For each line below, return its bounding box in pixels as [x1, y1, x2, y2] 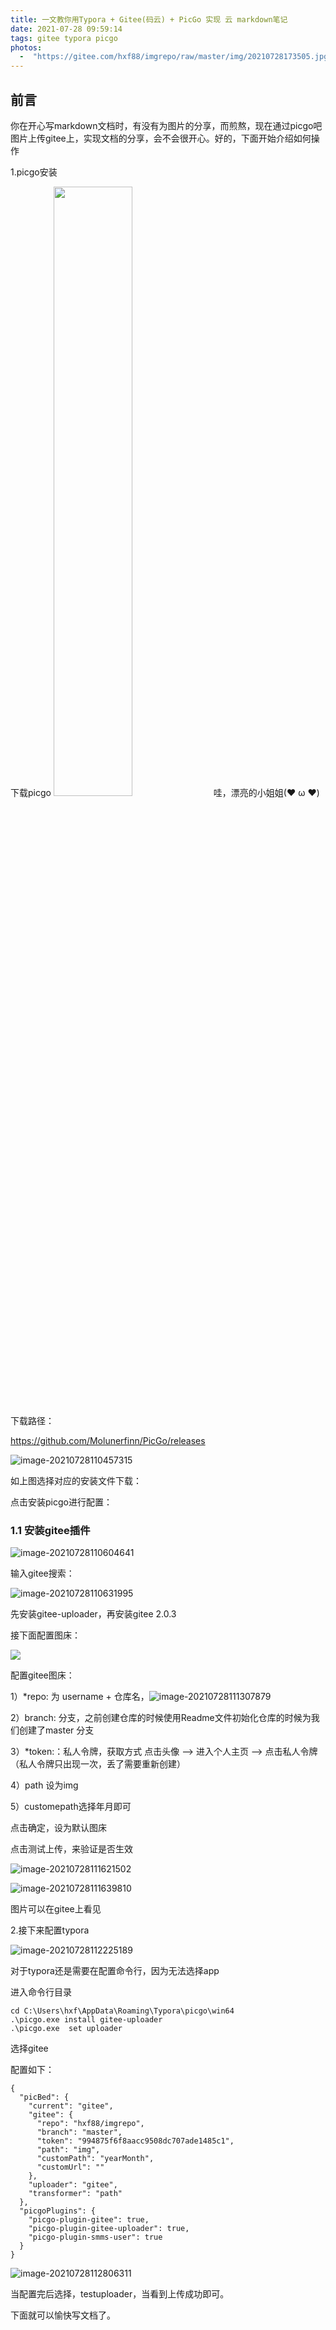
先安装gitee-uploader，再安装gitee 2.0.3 [10, 1608, 177, 1620]
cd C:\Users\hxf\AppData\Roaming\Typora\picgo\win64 [10, 2006, 235, 2016]
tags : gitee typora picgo [10, 33, 118, 43]
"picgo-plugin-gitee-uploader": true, [28, 2224, 190, 2234]
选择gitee [10, 2042, 49, 2055]
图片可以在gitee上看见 [10, 1903, 102, 1915]
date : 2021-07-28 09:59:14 [10, 24, 123, 34]
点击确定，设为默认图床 [10, 1822, 107, 1834]
